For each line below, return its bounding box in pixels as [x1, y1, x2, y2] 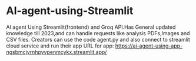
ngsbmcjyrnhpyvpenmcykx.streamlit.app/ [6, 48, 107, 55]
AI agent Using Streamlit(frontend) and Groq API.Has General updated [6, 23, 176, 30]
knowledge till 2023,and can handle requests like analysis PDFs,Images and [6, 29, 190, 36]
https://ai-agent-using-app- [115, 42, 183, 49]
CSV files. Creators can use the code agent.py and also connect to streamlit [6, 36, 190, 43]
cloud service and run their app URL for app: [6, 42, 114, 49]
